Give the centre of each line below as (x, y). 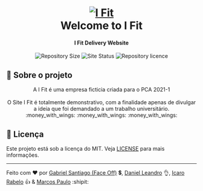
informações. (23, 155)
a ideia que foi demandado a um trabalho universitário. (101, 109)
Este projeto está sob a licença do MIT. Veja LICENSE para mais (85, 149)
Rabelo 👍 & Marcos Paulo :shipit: (47, 182)
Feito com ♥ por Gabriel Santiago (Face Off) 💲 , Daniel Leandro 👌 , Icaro (95, 173)
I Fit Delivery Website (101, 43)
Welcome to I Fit (101, 26)
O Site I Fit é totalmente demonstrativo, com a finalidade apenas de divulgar (101, 102)
